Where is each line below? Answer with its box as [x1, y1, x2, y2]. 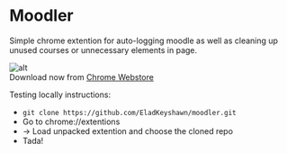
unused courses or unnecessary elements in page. [9, 44, 198, 55]
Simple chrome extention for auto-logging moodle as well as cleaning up [9, 35, 279, 46]
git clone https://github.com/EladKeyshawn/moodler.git [22, 108, 237, 117]
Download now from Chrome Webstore [9, 71, 155, 82]
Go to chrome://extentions [22, 116, 121, 127]
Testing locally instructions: [9, 89, 111, 100]
